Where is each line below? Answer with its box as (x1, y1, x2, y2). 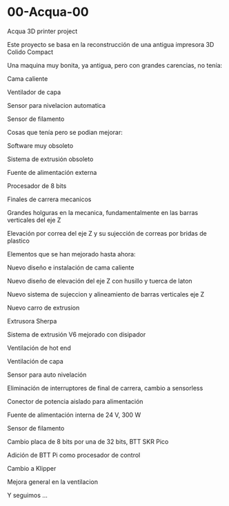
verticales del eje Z (7, 216, 61, 224)
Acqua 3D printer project (7, 27, 78, 35)
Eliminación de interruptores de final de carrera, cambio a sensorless (7, 384, 203, 392)
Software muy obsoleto (7, 141, 74, 149)
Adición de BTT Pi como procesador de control (7, 451, 141, 459)
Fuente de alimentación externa (7, 168, 97, 176)
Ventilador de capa (7, 88, 61, 96)
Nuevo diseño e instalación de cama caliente (7, 263, 135, 272)
